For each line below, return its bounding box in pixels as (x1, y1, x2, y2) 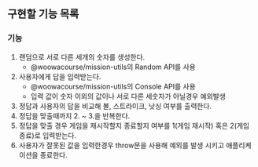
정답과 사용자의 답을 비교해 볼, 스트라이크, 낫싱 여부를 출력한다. (18, 101, 212, 111)
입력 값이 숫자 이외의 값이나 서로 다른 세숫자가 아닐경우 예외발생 (30, 91, 226, 100)
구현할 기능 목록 (7, 7, 79, 21)
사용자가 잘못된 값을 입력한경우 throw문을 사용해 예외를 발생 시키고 (18, 140, 225, 150)
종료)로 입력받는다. (18, 130, 76, 140)
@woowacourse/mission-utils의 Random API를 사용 (30, 62, 196, 71)
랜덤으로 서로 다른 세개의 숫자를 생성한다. (18, 52, 146, 61)
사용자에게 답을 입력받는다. (18, 71, 101, 81)
